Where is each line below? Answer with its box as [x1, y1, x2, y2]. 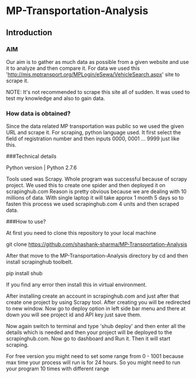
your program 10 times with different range [6, 365, 109, 372]
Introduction [6, 28, 53, 38]
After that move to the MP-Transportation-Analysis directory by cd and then [6, 252, 188, 259]
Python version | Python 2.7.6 [6, 164, 77, 171]
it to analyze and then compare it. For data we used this [6, 65, 140, 72]
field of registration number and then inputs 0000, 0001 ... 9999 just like [6, 135, 180, 142]
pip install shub [6, 270, 43, 277]
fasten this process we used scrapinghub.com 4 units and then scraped [6, 201, 180, 208]
